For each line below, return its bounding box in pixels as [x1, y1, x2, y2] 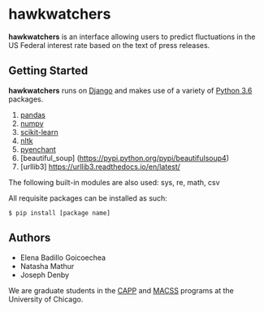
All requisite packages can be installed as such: [8, 193, 168, 203]
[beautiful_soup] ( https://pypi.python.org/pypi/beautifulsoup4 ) [19, 153, 230, 162]
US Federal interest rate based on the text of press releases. [8, 40, 210, 50]
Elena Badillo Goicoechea [19, 253, 106, 262]
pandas [19, 110, 46, 119]
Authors [8, 231, 51, 245]
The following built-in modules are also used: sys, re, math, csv [8, 177, 221, 187]
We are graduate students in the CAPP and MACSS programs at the [8, 285, 234, 295]
